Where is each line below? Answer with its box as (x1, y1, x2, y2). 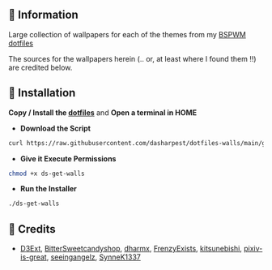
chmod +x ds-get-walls (8, 169, 85, 178)
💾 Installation (8, 86, 76, 100)
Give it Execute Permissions (19, 153, 117, 163)
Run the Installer (19, 184, 77, 194)
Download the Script (19, 123, 91, 133)
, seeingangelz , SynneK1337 (46, 252, 142, 262)
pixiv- (244, 244, 263, 254)
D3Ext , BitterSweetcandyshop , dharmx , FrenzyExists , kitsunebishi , (19, 244, 243, 254)
